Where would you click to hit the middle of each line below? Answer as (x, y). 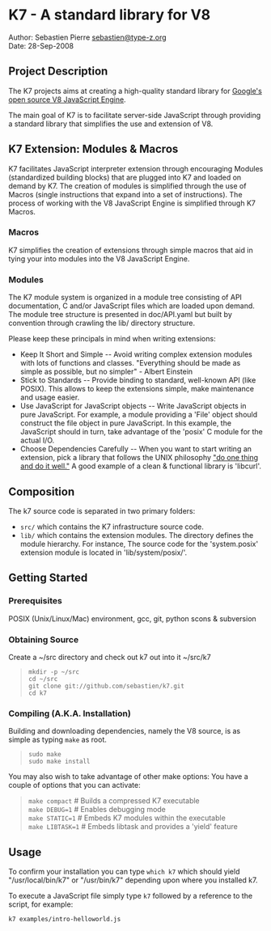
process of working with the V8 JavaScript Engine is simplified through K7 (132, 203)
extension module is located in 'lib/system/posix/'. (104, 552)
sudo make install (59, 762)
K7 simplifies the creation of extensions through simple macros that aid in (131, 250)
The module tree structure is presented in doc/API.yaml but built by (121, 315)
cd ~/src (43, 679)
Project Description (58, 72)
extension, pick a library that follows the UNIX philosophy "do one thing (139, 458)
